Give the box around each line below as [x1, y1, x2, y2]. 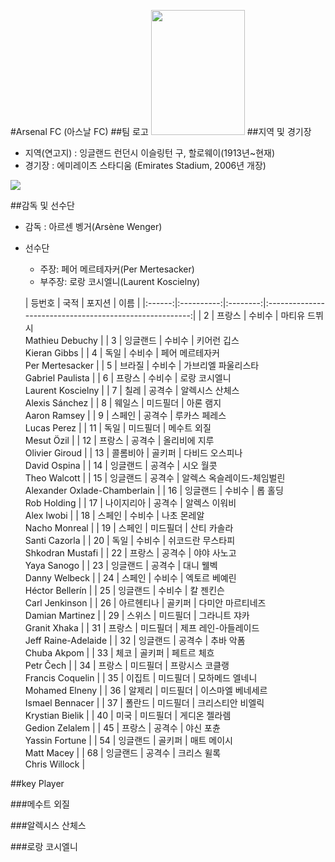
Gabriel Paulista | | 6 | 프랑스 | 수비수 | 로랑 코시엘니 [24, 372, 232, 384]
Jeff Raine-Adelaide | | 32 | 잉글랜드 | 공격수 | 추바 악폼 [24, 635, 246, 646]
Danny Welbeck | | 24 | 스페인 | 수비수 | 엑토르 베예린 [24, 572, 237, 584]
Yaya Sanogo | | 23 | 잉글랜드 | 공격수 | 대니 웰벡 [24, 560, 218, 571]
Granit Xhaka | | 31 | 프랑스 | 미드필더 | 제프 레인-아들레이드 [24, 622, 260, 634]
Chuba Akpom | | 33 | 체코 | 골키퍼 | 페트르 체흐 [24, 647, 215, 659]
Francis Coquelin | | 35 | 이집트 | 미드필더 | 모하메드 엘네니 [24, 672, 258, 684]
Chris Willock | [24, 758, 86, 770]
